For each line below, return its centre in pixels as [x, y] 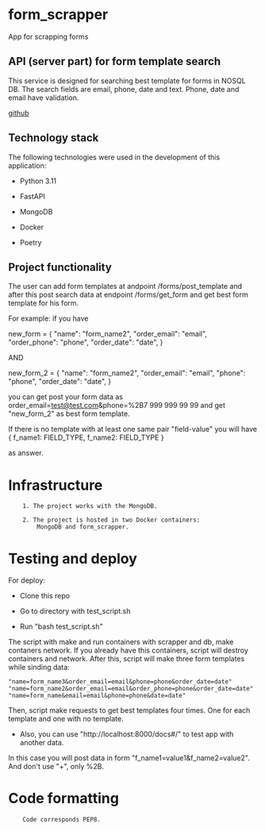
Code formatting [63, 798]
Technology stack [54, 138]
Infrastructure [56, 485]
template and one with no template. [66, 719]
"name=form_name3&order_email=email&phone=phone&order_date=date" [120, 682]
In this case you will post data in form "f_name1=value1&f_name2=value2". [129, 758]
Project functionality [60, 267]
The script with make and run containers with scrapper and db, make [121, 642]
